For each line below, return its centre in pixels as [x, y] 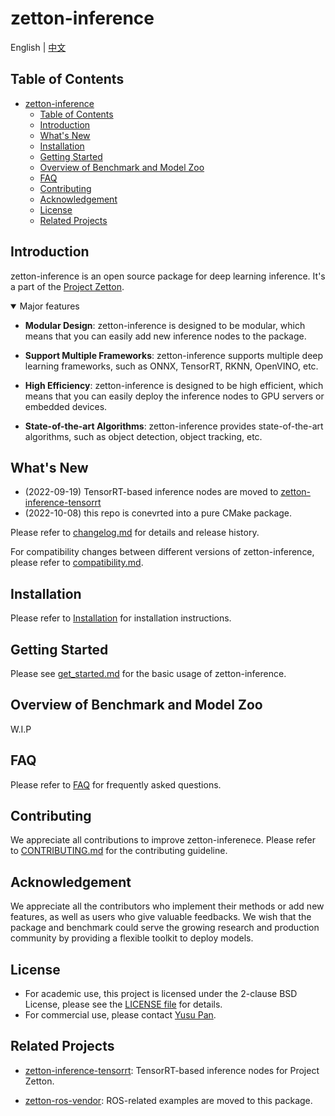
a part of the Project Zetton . [67, 286]
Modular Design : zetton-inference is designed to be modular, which [165, 325]
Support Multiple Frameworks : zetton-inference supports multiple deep [174, 355]
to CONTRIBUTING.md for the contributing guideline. [119, 851]
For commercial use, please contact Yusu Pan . [120, 1015]
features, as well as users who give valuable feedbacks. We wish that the [161, 917]
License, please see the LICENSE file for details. [123, 1004]
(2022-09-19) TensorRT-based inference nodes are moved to [151, 492]
